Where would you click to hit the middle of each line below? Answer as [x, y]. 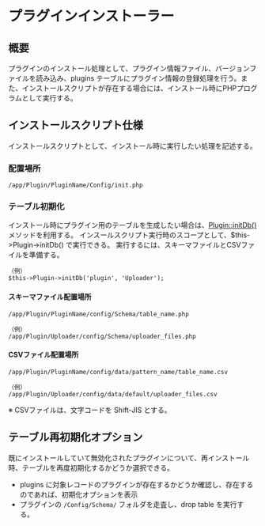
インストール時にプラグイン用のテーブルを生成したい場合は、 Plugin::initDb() [132, 225]
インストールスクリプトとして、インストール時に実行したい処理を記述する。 [132, 146]
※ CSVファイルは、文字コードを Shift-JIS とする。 [90, 410]
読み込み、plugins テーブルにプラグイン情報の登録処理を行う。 [138, 78]
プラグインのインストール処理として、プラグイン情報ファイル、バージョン [129, 68]
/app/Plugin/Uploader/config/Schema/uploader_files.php [102, 336]
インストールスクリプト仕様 [76, 125]
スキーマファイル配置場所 [50, 297]
